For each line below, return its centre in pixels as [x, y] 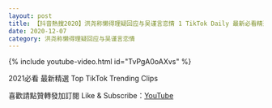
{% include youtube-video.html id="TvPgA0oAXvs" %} [100, 62]
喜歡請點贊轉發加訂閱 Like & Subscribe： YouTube [91, 96]
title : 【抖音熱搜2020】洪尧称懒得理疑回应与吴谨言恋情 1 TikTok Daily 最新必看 [133, 24]
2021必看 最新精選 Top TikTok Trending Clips [83, 79]
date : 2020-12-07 [38, 31]
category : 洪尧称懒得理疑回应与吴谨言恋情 [72, 39]
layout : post [30, 16]
